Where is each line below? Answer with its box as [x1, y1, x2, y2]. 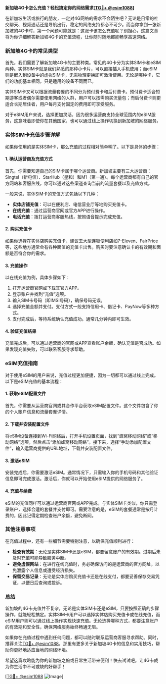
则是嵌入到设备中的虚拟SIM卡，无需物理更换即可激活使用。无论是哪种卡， [5, 72, 156, 78]
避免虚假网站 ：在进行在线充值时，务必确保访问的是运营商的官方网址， [12, 561, 156, 567]
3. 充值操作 [5, 263, 28, 268]
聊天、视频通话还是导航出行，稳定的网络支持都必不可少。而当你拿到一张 [9, 22, 157, 27]
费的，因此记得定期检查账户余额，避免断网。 [5, 512, 96, 518]
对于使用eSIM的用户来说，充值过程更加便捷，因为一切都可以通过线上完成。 [5, 372, 159, 378]
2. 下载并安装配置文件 [5, 421, 49, 427]
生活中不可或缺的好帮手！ [13, 664, 66, 670]
